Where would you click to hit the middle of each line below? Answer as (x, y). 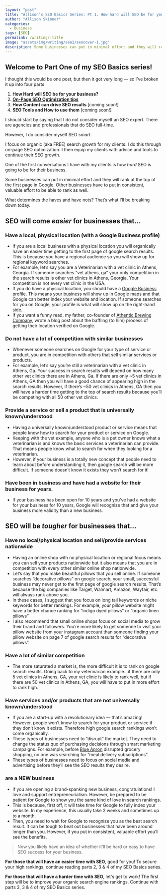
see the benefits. (30, 837)
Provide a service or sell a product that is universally (70, 410)
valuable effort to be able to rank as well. (47, 190)
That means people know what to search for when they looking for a (82, 448)
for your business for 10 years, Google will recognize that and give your (85, 505)
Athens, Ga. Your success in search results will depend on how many (83, 371)
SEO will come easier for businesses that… (73, 221)
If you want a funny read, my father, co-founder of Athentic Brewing (82, 315)
